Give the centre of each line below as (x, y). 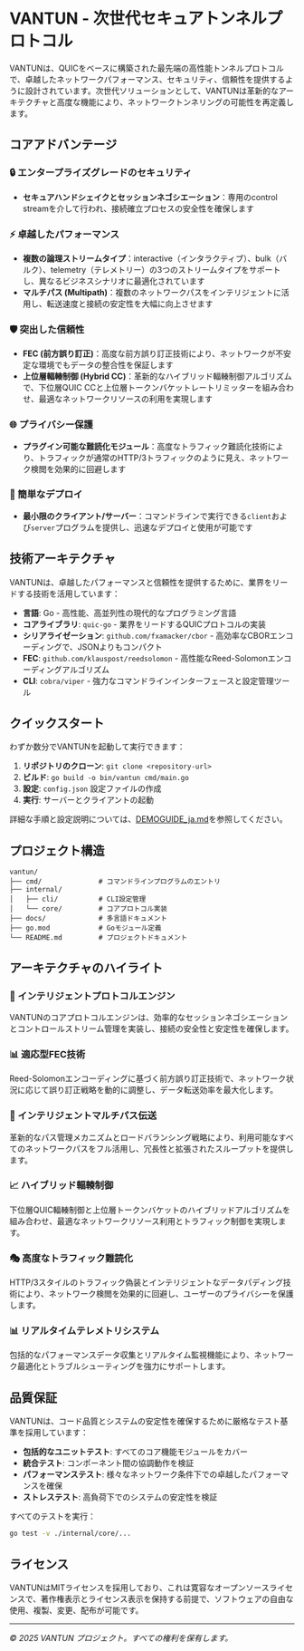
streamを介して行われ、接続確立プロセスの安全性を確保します (138, 208)
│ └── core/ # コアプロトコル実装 (88, 909)
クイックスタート (57, 724)
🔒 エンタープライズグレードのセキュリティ (101, 173)
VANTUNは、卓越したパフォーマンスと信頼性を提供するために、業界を (141, 582)
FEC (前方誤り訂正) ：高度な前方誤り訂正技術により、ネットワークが (149, 353)
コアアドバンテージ (63, 145)
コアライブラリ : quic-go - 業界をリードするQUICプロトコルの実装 (144, 624)
